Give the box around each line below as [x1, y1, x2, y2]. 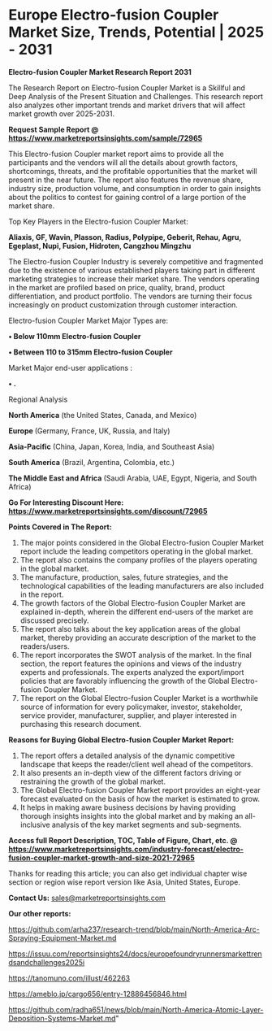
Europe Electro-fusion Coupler [8, 6, 219, 24]
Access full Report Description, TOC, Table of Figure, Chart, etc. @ [8, 835, 238, 845]
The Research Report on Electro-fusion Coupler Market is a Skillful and [8, 83, 246, 93]
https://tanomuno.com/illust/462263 [8, 973, 131, 983]
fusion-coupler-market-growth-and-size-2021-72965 [8, 852, 195, 863]
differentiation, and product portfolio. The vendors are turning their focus [8, 291, 253, 301]
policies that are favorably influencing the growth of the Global [19, 676, 230, 685]
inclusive [19, 820, 50, 829]
